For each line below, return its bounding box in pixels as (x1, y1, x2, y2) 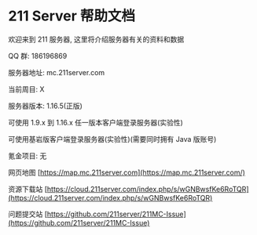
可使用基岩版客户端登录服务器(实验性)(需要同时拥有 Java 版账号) (8, 134, 217, 143)
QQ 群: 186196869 (8, 51, 68, 60)
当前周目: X (8, 84, 45, 94)
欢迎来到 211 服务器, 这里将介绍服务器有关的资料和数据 (8, 34, 185, 44)
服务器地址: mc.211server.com (8, 67, 105, 77)
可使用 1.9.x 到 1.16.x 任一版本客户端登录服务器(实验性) (8, 117, 183, 127)
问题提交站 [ (8, 209, 48, 219)
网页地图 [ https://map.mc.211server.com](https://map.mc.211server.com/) (8, 168, 246, 177)
